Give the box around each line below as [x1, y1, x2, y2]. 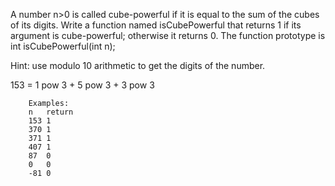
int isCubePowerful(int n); [10, 40, 116, 52]
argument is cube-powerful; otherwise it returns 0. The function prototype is [10, 30, 326, 41]
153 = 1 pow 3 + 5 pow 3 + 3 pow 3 [10, 79, 155, 91]
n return [28, 107, 74, 117]
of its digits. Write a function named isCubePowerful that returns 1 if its [10, 19, 302, 31]
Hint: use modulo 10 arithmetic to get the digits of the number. [10, 60, 266, 71]
